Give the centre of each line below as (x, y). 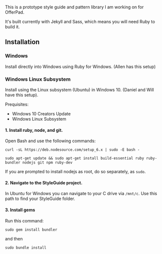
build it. (13, 27)
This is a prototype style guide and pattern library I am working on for (74, 7)
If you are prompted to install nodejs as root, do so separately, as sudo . (75, 172)
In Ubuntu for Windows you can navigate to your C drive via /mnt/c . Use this (81, 194)
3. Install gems (20, 210)
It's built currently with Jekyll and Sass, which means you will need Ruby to (80, 22)
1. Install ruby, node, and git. (34, 130)
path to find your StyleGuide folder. (40, 199)
